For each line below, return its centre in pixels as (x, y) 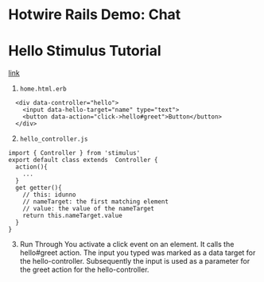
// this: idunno (50, 195)
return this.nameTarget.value (73, 216)
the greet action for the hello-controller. (84, 270)
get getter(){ (39, 188)
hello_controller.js (54, 139)
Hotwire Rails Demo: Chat (95, 15)
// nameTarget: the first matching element (96, 202)
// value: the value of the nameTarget (89, 209)
